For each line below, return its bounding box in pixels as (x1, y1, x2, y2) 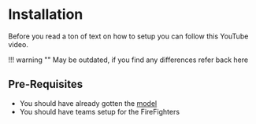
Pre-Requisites (8, 78, 83, 91)
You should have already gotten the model (19, 98, 158, 108)
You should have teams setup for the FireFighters (19, 107, 180, 116)
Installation (8, 5, 83, 24)
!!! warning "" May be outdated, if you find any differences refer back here (8, 55, 249, 64)
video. (8, 39, 29, 49)
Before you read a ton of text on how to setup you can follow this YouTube (8, 31, 249, 41)
